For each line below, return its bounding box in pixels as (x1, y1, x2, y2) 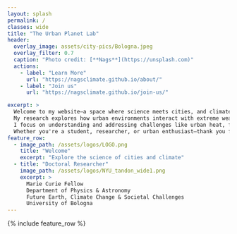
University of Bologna (25, 200, 93, 207)
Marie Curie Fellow (25, 180, 83, 187)
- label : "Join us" (20, 82, 78, 90)
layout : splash (7, 10, 52, 18)
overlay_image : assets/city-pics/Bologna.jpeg (13, 43, 153, 50)
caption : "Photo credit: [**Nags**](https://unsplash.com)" (13, 56, 194, 63)
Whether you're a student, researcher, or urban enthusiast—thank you (13, 128, 226, 135)
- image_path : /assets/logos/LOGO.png (13, 141, 128, 148)
